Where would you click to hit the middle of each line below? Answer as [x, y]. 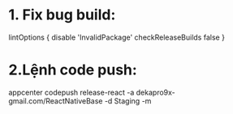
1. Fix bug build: [62, 15]
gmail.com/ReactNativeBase [56, 101]
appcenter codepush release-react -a [71, 92]
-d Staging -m [128, 101]
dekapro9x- [156, 92]
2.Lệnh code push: [73, 70]
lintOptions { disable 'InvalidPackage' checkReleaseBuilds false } [117, 37]
